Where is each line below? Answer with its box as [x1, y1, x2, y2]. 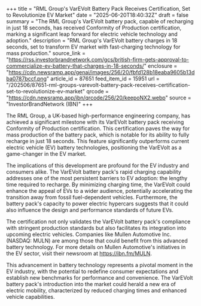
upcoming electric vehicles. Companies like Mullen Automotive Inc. [6, 231, 172, 238]
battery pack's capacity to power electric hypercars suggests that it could [6, 200, 188, 207]
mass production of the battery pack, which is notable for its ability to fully [6, 131, 190, 138]
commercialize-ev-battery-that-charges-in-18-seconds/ [6, 62, 145, 69]
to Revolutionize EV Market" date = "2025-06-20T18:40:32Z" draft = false [6, 11, 189, 19]
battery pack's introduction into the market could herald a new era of [6, 281, 176, 287]
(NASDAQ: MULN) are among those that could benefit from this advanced [6, 237, 188, 244]
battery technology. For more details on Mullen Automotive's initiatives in [6, 244, 186, 250]
